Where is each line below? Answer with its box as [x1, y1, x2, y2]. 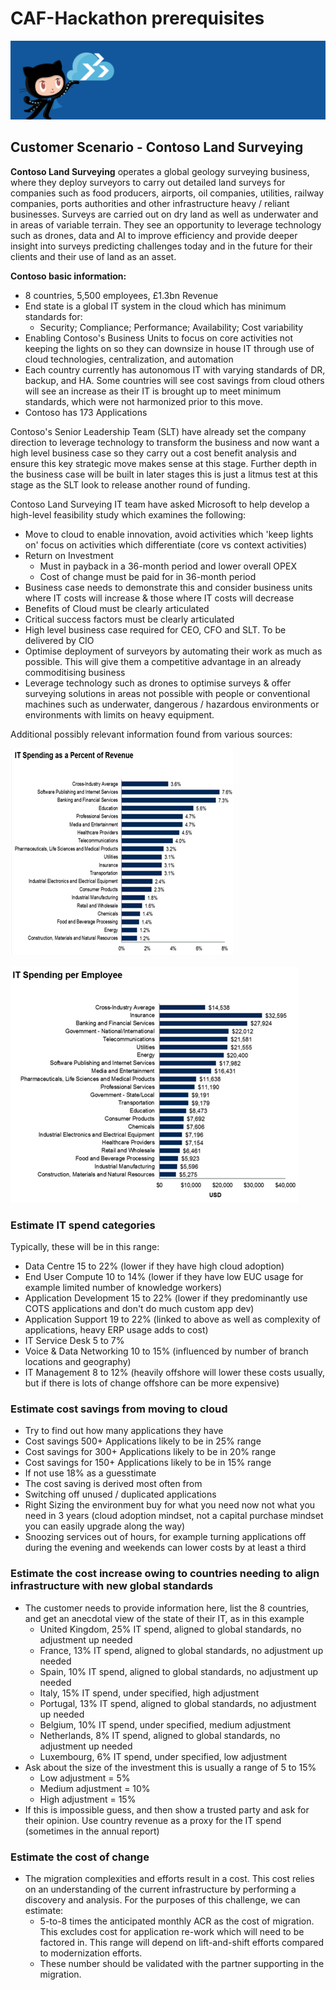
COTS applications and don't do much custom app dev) [24, 1303, 255, 1315]
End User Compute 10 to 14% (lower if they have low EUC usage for [24, 1271, 304, 1283]
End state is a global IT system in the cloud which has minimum [24, 300, 287, 312]
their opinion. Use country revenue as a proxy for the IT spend [24, 1814, 282, 1826]
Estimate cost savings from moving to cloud [10, 1402, 228, 1416]
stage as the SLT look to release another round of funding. [10, 478, 251, 491]
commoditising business [24, 666, 126, 678]
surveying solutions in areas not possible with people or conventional [24, 687, 311, 699]
